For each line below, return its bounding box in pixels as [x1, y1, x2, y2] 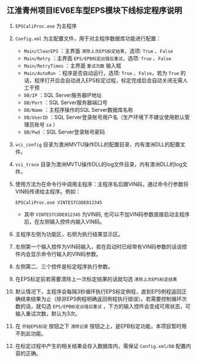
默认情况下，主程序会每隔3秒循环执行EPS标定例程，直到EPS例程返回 [15, 288, 182, 295]
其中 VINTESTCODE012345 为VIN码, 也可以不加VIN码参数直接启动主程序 [23, 211, 190, 218]
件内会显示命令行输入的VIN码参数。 [15, 250, 101, 257]
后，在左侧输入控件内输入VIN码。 [23, 218, 105, 225]
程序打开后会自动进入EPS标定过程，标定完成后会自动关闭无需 [34, 77, 183, 84]
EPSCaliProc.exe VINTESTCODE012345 [15, 200, 103, 205]
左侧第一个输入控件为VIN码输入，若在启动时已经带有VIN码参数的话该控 [15, 243, 187, 250]
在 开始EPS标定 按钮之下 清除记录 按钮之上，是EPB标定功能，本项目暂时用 [15, 323, 187, 330]
